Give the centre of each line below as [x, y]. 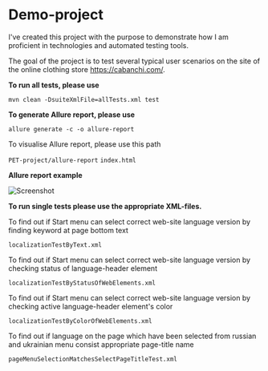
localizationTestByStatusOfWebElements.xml [82, 283]
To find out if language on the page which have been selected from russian [132, 336]
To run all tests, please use [54, 85]
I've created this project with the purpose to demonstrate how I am [118, 37]
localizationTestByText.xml [55, 245]
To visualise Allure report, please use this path [85, 144]
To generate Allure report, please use [71, 115]
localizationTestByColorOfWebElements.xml [80, 321]
